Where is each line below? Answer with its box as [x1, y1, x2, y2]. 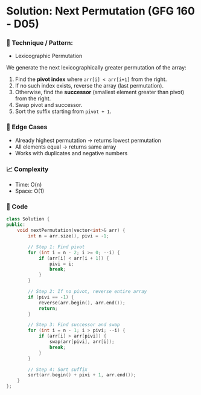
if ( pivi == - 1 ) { [28, 294, 74, 300]
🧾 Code [6, 202, 28, 211]
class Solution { [6, 216, 50, 222]
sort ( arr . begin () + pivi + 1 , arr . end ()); [28, 372, 136, 378]
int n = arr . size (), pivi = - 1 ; [28, 233, 110, 239]
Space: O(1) [14, 187, 45, 194]
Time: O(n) [14, 181, 42, 188]
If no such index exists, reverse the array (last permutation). [14, 82, 164, 89]
